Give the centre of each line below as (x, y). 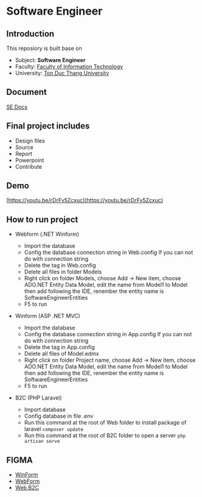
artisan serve (42, 442)
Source (24, 147)
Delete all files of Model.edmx (61, 354)
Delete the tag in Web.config (60, 266)
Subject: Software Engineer (50, 60)
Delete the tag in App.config (60, 347)
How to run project (42, 220)
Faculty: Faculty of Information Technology (69, 66)
